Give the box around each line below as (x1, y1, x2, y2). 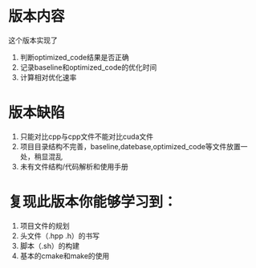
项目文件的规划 (19, 221, 70, 230)
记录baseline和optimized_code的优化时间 (19, 62, 157, 72)
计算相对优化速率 (19, 72, 77, 82)
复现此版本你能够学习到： (8, 193, 178, 211)
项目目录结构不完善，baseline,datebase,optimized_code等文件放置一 (19, 141, 248, 151)
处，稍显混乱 (19, 152, 63, 161)
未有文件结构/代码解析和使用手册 (19, 161, 128, 171)
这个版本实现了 (8, 35, 58, 45)
